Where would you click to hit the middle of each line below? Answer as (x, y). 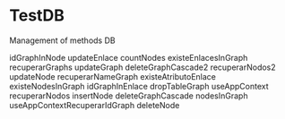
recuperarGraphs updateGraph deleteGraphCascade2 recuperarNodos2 (142, 67)
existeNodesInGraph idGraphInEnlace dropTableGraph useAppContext (139, 86)
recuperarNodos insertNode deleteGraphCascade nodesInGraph (129, 96)
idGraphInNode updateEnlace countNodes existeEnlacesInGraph (129, 57)
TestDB (37, 16)
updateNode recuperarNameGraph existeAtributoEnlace (113, 76)
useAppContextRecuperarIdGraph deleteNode (95, 105)
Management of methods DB (62, 40)
